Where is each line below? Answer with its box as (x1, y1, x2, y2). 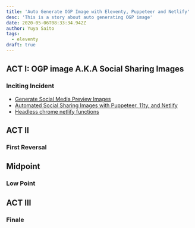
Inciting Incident (6, 82, 55, 90)
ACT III (6, 198, 32, 208)
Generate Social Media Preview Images (14, 95, 111, 102)
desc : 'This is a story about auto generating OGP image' (6, 14, 153, 20)
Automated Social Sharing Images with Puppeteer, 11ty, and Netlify (14, 102, 178, 109)
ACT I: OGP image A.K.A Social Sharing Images (6, 64, 184, 74)
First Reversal (6, 143, 47, 151)
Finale (6, 215, 24, 224)
